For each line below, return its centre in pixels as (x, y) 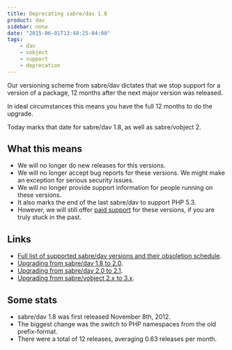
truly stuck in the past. (49, 217)
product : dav (26, 20)
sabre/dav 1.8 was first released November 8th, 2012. (94, 317)
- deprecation (40, 65)
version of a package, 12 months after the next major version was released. (115, 93)
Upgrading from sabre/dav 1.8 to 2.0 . (70, 263)
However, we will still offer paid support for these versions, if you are (116, 210)
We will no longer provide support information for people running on (115, 188)
